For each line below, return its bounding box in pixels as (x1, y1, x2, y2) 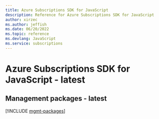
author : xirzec (5, 17, 38, 22)
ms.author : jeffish (5, 22, 47, 27)
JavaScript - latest (5, 74, 85, 85)
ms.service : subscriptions (5, 41, 63, 46)
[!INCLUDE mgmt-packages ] (5, 108, 65, 114)
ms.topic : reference (5, 31, 50, 36)
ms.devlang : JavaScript (5, 36, 56, 42)
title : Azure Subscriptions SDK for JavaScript (5, 7, 109, 13)
